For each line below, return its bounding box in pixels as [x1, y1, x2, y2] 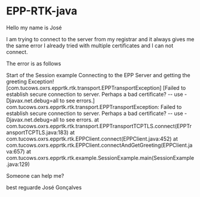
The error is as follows [6, 60, 61, 67]
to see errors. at [59, 116, 100, 123]
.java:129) [6, 160, 30, 168]
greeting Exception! [6, 78, 54, 85]
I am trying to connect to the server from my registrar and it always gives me [6, 35, 195, 43]
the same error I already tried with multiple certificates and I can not [6, 42, 174, 49]
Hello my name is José [6, 24, 62, 31]
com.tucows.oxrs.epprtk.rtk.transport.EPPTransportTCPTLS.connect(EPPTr [6, 122, 192, 129]
